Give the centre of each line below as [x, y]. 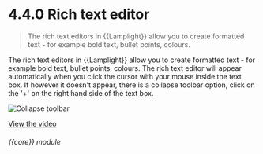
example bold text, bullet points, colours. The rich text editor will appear [125, 68]
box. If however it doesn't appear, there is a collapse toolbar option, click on [131, 85]
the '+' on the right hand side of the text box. [81, 93]
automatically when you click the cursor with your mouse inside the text [125, 76]
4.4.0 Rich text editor [79, 15]
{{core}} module [35, 141]
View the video [32, 123]
